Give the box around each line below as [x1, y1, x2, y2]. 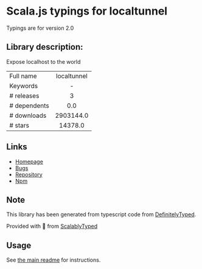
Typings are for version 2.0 [6, 24, 74, 32]
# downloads [9, 111, 47, 120]
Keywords [9, 81, 38, 90]
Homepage [15, 158, 44, 165]
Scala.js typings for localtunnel [6, 4, 168, 18]
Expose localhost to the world [6, 58, 81, 65]
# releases [9, 91, 40, 100]
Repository [15, 171, 43, 178]
